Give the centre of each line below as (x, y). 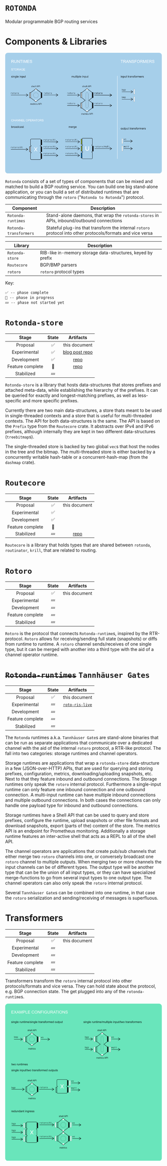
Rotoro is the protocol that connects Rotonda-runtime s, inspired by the (77, 633)
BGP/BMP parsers (58, 265)
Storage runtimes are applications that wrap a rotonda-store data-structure (83, 763)
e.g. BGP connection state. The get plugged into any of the (65, 991)
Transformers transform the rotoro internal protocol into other (69, 981)
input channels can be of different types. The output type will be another (80, 867)
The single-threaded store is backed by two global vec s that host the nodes (83, 447)
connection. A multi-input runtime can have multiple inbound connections (80, 795)
